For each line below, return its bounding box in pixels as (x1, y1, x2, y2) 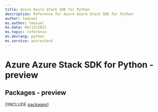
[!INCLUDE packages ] (5, 101, 49, 107)
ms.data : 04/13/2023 (5, 25, 47, 30)
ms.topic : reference (5, 29, 47, 34)
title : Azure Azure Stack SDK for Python (5, 7, 90, 12)
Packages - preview (5, 89, 66, 97)
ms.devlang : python (5, 34, 45, 39)
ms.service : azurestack (5, 39, 53, 43)
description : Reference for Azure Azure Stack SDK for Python (5, 12, 133, 16)
